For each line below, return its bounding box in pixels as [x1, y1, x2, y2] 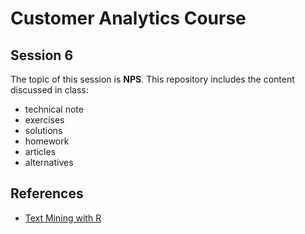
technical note [24, 103, 84, 115]
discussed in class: [10, 84, 89, 96]
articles [24, 146, 57, 157]
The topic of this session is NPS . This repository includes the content [10, 73, 295, 85]
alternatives [24, 157, 74, 168]
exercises [24, 114, 65, 126]
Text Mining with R [24, 212, 102, 224]
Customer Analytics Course [10, 7, 247, 30]
